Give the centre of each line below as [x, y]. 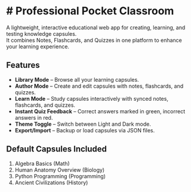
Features [23, 65]
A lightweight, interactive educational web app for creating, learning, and [96, 27]
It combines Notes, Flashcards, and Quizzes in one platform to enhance [94, 40]
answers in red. [34, 117]
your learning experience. [38, 47]
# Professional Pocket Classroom [90, 11]
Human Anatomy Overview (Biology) [60, 170]
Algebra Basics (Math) [42, 163]
